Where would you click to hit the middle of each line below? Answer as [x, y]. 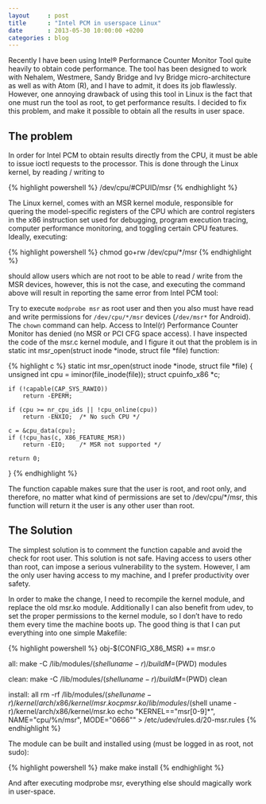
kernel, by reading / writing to [56, 173]
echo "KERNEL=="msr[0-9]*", [166, 711]
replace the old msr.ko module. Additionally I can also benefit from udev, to [131, 607]
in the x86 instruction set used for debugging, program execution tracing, [128, 220]
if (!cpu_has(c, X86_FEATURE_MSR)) [67, 438]
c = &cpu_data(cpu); [42, 431]
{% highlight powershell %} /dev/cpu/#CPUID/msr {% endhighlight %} [123, 188]
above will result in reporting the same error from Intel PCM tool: [113, 293]
